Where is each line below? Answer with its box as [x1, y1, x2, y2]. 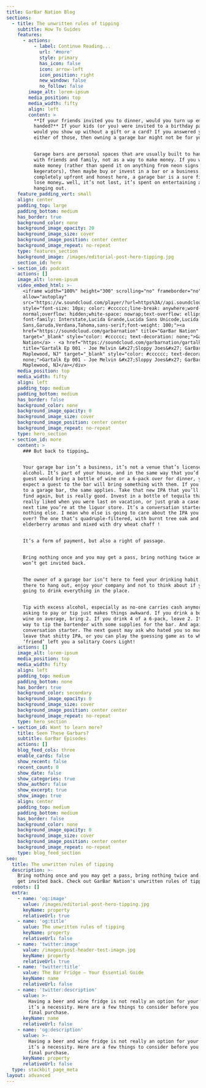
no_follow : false [39, 84, 84, 90]
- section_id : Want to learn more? [12, 724, 103, 731]
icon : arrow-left [39, 66, 84, 72]
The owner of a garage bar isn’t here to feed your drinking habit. [22, 577, 202, 583]
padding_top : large [17, 202, 67, 209]
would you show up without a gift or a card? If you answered [33, 129, 196, 135]
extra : [12, 890, 29, 896]
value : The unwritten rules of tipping [22, 924, 124, 930]
